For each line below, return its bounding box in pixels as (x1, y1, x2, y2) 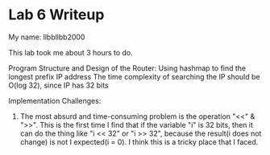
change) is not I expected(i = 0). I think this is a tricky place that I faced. (19, 137, 259, 146)
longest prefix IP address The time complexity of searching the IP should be (8, 71, 260, 81)
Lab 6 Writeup (8, 6, 105, 24)
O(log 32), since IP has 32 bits (8, 80, 109, 90)
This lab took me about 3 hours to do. (8, 47, 133, 57)
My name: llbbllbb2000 (8, 32, 85, 42)
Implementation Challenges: (8, 96, 102, 105)
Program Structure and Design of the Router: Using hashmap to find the (8, 63, 247, 73)
